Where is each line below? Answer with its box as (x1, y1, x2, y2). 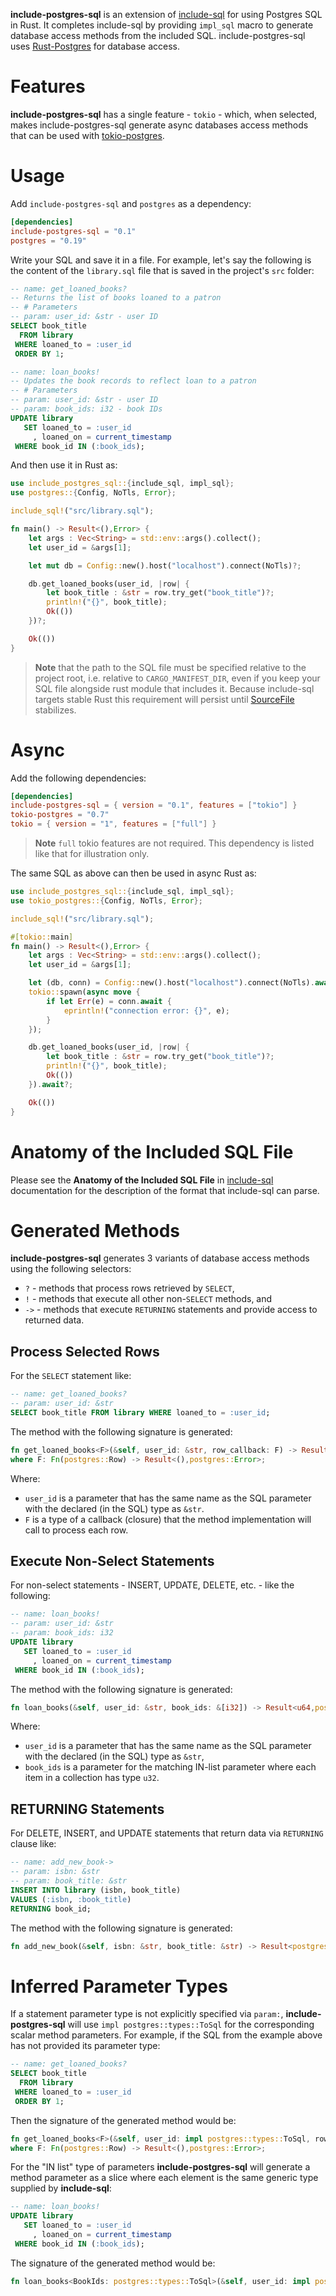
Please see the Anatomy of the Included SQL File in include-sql (10, 1174, 274, 1186)
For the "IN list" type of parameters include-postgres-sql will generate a (10, 2161, 311, 2173)
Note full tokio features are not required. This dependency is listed (34, 837, 315, 849)
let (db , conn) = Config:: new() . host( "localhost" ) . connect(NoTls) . (28, 978, 315, 988)
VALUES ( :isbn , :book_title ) (10, 1894, 132, 1904)
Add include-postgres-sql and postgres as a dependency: (10, 197, 252, 209)
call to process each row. (24, 1524, 129, 1536)
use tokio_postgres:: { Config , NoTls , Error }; (10, 895, 203, 906)
